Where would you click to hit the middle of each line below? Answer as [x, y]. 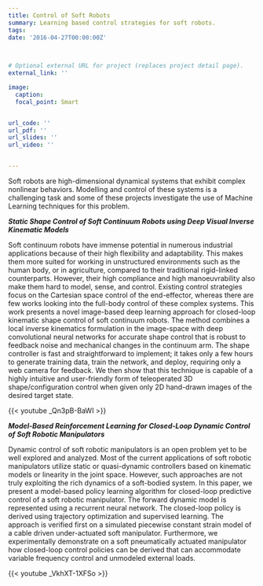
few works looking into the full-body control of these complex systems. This [131, 303]
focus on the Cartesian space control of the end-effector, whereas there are [131, 295]
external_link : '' [38, 73]
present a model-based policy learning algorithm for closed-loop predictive [130, 491]
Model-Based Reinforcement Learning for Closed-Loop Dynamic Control [129, 426]
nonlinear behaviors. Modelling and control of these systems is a [113, 189]
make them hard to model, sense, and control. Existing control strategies [125, 287]
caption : [29, 94]
